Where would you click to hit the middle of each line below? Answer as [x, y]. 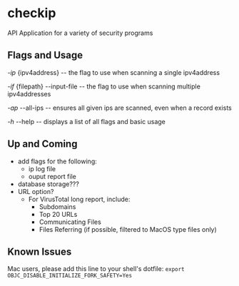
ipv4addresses [29, 93]
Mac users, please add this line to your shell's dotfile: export [96, 269]
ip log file [42, 168]
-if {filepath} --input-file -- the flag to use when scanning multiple [104, 86]
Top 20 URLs [58, 214]
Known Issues [40, 251]
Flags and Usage [45, 55]
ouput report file [52, 176]
